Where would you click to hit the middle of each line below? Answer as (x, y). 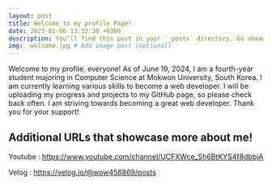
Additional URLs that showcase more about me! (131, 137)
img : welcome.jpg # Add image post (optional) (90, 46)
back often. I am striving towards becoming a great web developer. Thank (132, 103)
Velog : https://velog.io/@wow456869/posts (82, 172)
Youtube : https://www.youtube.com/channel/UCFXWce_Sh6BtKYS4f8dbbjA (136, 156)
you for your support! (44, 112)
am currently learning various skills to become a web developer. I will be (129, 86)
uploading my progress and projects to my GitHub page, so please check (130, 95)
